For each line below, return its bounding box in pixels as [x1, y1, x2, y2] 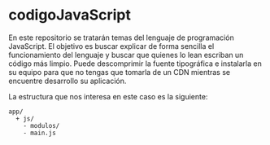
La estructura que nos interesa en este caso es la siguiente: [8, 91, 208, 101]
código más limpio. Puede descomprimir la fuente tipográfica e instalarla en [8, 59, 262, 68]
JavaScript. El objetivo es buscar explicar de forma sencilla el [8, 41, 215, 51]
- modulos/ [23, 121, 60, 130]
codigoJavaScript [8, 6, 132, 24]
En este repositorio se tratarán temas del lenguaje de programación [8, 33, 234, 42]
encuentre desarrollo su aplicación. [8, 76, 127, 86]
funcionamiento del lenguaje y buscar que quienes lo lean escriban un [8, 50, 244, 59]
